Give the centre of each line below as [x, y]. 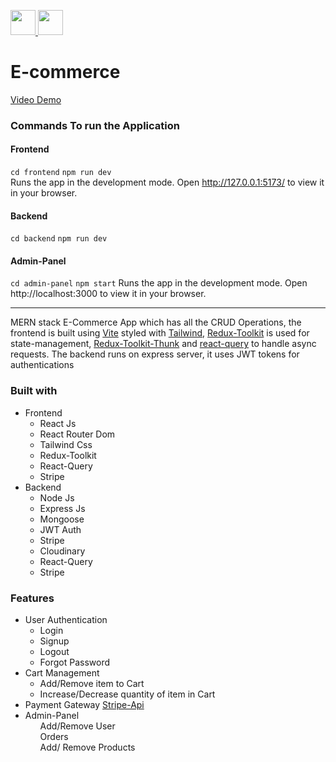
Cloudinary [62, 551]
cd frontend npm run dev [61, 173]
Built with [34, 391]
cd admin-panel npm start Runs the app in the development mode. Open [159, 283]
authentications [42, 365]
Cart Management [62, 673]
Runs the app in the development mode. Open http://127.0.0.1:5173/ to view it [167, 182]
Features [32, 598]
